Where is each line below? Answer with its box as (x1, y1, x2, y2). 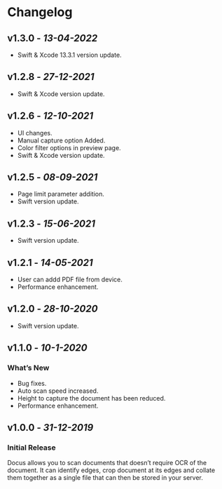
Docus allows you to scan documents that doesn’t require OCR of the (7, 459, 207, 467)
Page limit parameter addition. (17, 190, 105, 199)
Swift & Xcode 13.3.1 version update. (17, 51, 122, 59)
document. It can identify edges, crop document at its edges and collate (7, 466, 216, 474)
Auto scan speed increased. (17, 387, 99, 395)
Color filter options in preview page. (17, 143, 121, 152)
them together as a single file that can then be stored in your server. (7, 474, 203, 482)
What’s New (7, 363, 50, 373)
